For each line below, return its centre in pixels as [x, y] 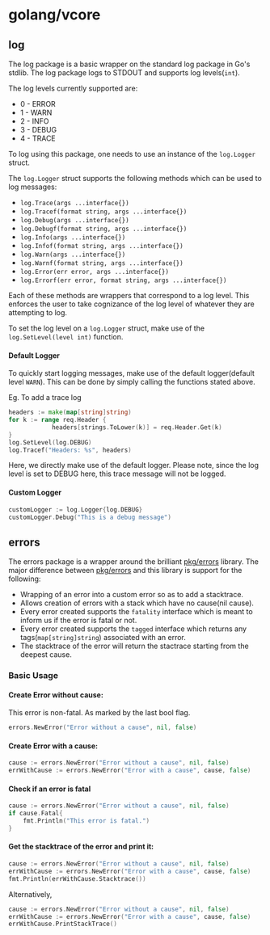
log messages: [33, 187]
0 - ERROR [38, 104]
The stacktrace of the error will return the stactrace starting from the [134, 646]
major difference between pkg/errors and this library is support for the [125, 571]
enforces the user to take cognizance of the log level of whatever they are [131, 304]
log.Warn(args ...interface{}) [73, 255]
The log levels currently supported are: [73, 88]
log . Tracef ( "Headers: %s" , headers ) [70, 450]
